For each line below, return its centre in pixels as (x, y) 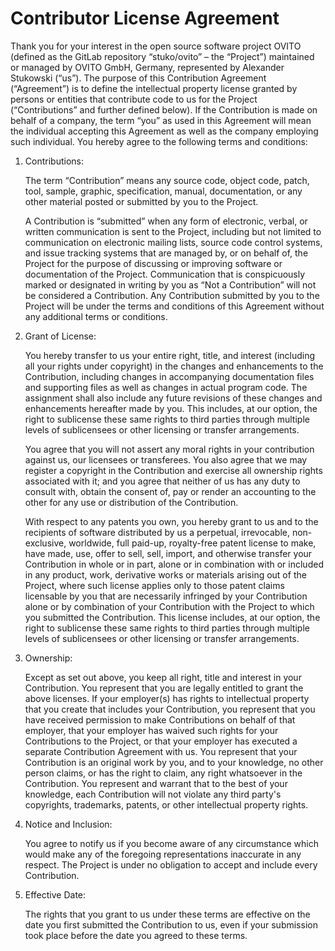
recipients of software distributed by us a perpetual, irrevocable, (157, 532)
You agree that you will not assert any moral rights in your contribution (169, 449)
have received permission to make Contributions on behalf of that (160, 719)
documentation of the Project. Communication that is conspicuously (165, 274)
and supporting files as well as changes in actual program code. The (166, 387)
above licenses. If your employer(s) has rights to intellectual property (167, 698)
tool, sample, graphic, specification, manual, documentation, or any (163, 191)
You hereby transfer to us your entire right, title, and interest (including (170, 355)
